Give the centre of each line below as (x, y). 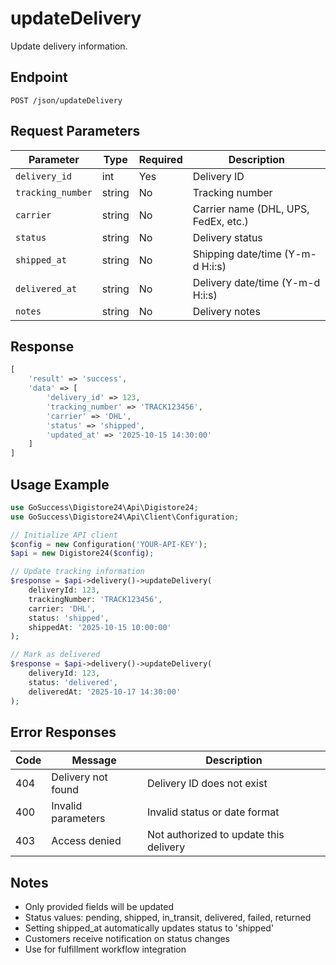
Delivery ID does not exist (207, 784)
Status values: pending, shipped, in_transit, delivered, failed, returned (168, 918)
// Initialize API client (64, 535)
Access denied (86, 841)
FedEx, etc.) (220, 221)
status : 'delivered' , (73, 682)
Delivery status (227, 237)
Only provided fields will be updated (99, 907)
